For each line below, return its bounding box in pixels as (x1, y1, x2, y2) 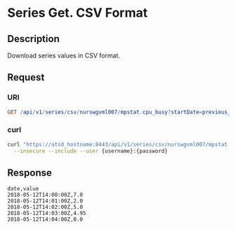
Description (7, 33, 60, 45)
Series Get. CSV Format (7, 5, 148, 21)
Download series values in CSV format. (7, 51, 121, 60)
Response (7, 167, 53, 179)
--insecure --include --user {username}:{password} (13, 147, 169, 155)
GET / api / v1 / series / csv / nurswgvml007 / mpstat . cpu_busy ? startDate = (7, 109, 203, 116)
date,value (7, 186, 39, 193)
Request (7, 71, 45, 83)
